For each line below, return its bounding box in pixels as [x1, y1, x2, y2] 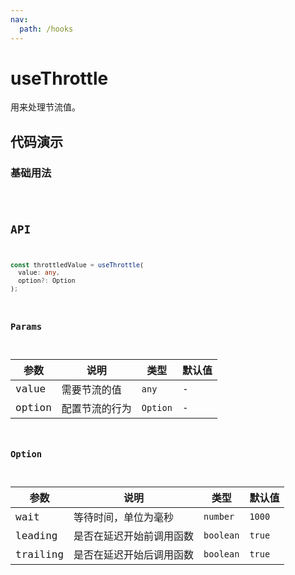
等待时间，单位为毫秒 [73, 511, 175, 525]
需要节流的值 [61, 383, 122, 396]
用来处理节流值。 [10, 101, 81, 113]
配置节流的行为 [61, 402, 132, 415]
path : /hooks [19, 24, 74, 34]
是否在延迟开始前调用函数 [73, 530, 195, 543]
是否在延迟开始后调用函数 [73, 549, 195, 562]
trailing [15, 547, 65, 561]
